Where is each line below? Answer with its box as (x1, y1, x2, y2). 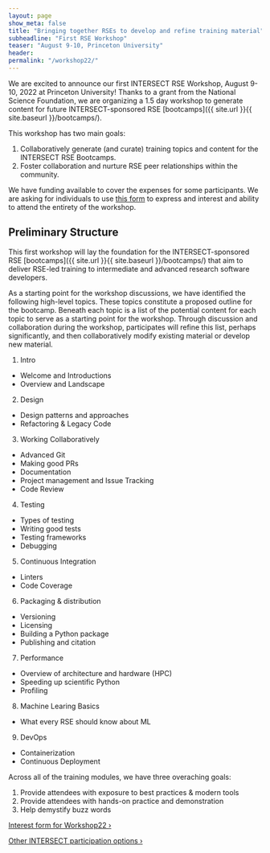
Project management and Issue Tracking (19, 475, 154, 485)
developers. (8, 273, 48, 282)
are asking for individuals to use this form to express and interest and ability (8, 194, 260, 203)
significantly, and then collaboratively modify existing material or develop (8, 330, 251, 340)
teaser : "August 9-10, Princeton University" (8, 42, 163, 50)
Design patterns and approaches (19, 410, 129, 420)
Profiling (19, 685, 48, 695)
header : (8, 49, 35, 57)
